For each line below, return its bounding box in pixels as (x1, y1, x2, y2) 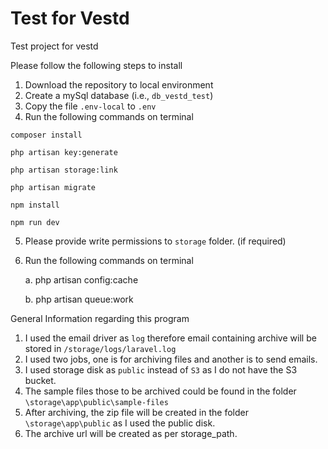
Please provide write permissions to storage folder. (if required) (24, 235, 287, 247)
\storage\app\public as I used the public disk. (24, 417, 216, 429)
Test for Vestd (10, 7, 130, 30)
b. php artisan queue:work (24, 293, 134, 305)
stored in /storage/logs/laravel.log (24, 342, 177, 354)
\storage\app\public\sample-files (24, 397, 169, 407)
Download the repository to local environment (24, 78, 214, 91)
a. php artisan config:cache (24, 273, 139, 286)
